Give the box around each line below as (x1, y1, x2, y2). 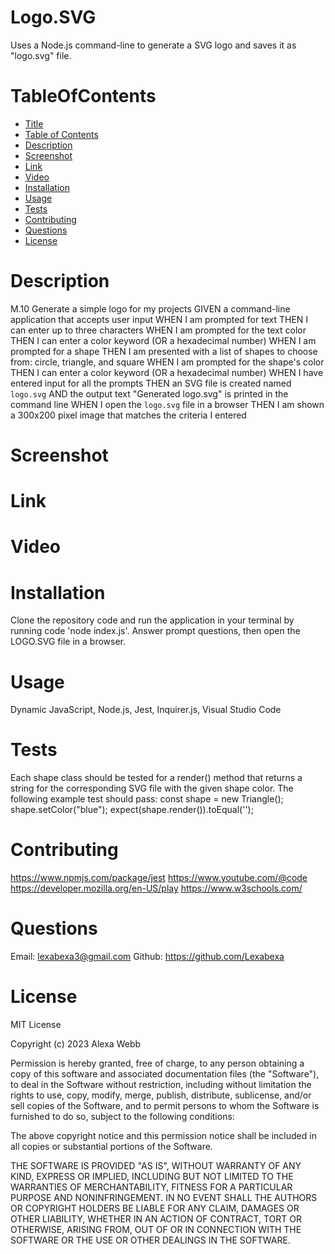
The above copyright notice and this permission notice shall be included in (10, 1130, 317, 1141)
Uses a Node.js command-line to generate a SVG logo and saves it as (10, 39, 297, 51)
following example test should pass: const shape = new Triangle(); (10, 793, 284, 805)
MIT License (10, 1019, 62, 1030)
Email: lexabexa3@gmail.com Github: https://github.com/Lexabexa (10, 951, 285, 963)
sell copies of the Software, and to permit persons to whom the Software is (10, 1100, 320, 1111)
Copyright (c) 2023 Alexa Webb (10, 1038, 142, 1050)
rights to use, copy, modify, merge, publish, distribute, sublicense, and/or (10, 1089, 312, 1101)
